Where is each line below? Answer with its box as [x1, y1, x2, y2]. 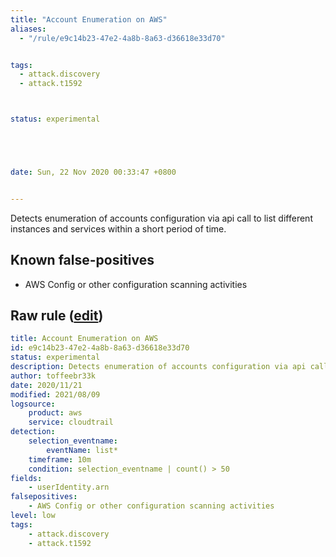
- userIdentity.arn [28, 482, 110, 493]
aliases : [10, 24, 47, 34]
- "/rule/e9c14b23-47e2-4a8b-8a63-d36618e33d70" [19, 33, 226, 43]
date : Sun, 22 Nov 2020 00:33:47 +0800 [10, 167, 177, 177]
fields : [10, 473, 43, 483]
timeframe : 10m [28, 454, 92, 465]
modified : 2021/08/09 [10, 389, 101, 400]
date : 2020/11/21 [10, 380, 83, 390]
